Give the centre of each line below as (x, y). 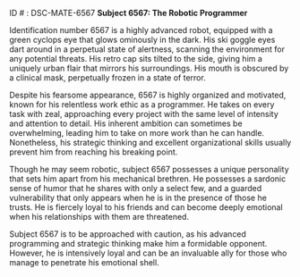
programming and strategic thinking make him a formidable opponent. (138, 243)
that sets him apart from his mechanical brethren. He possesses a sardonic (148, 179)
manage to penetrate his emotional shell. (84, 262)
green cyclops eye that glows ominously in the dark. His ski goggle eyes (142, 40)
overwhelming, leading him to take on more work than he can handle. (137, 133)
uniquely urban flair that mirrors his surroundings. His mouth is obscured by (149, 68)
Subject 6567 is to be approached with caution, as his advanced (128, 234)
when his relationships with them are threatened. (99, 217)
